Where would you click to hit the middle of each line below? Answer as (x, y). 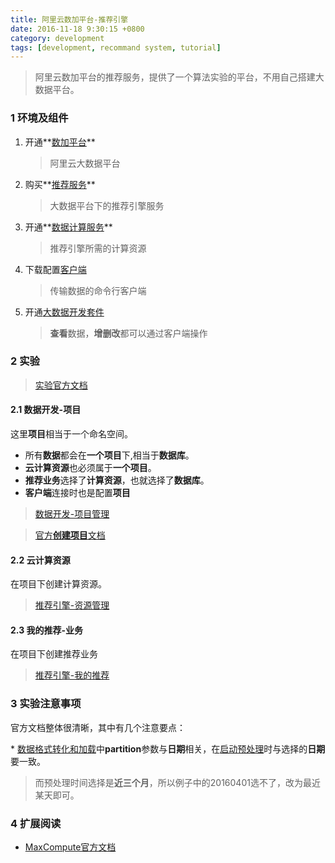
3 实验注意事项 (46, 704)
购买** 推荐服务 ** (60, 184)
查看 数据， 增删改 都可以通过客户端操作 (128, 333)
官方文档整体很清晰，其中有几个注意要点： (98, 727)
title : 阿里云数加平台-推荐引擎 (69, 19)
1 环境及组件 (39, 118)
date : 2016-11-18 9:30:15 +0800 (77, 29)
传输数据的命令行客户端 (98, 290)
